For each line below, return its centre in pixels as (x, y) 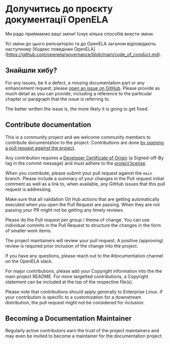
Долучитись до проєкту (59, 9)
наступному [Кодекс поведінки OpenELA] (50, 49)
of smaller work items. (28, 231)
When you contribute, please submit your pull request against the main (79, 173)
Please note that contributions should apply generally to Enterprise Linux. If (84, 292)
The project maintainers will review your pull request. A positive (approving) (84, 240)
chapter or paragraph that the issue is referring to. (58, 99)
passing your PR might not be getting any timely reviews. (65, 210)
